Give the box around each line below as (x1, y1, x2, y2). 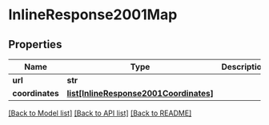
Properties (8, 38, 62, 51)
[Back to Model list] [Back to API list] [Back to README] (8, 108, 192, 118)
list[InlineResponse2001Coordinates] (66, 88, 214, 99)
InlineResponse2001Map (8, 6, 178, 24)
